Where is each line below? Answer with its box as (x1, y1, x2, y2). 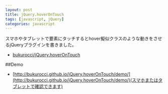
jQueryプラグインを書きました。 (9, 42, 76, 48)
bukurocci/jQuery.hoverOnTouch (12, 52, 80, 58)
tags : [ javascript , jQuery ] (5, 16, 64, 21)
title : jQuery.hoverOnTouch (5, 12, 64, 17)
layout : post (5, 7, 33, 12)
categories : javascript (5, 21, 55, 26)
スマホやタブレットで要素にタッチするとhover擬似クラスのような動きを (5, 35, 153, 41)
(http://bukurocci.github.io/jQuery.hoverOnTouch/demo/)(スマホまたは (12, 77, 158, 83)
